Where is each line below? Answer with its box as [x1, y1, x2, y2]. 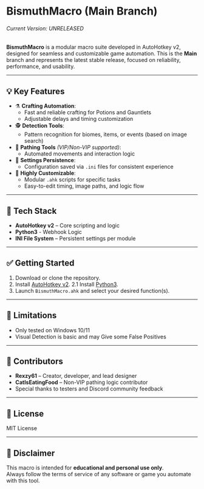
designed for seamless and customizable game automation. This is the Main [6, 50, 197, 57]
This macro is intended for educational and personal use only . [6, 464, 164, 471]
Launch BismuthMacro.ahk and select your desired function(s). [15, 287, 170, 294]
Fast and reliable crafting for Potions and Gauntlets [24, 109, 152, 116]
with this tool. [6, 477, 40, 484]
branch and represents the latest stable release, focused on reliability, [6, 56, 181, 64]
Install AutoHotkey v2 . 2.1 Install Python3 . [15, 281, 118, 288]
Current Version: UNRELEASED [6, 24, 84, 32]
